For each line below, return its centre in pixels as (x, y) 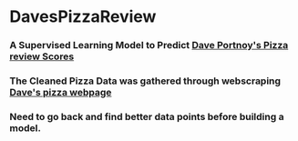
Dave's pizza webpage (61, 93)
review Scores (42, 56)
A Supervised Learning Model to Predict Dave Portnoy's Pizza (149, 45)
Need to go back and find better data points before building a (147, 116)
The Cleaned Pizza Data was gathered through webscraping (145, 81)
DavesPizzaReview (83, 17)
